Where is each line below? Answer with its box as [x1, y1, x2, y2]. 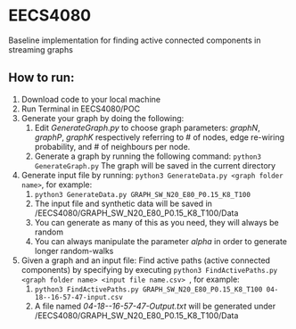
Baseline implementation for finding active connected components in [8, 35, 261, 45]
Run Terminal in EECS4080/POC [21, 103, 140, 114]
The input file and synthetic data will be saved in [34, 198, 213, 209]
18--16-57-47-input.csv [34, 292, 124, 301]
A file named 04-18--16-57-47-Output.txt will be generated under [34, 300, 276, 311]
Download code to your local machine [21, 94, 161, 104]
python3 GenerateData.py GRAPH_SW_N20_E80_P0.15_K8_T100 [34, 190, 251, 199]
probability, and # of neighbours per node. [34, 141, 191, 152]
